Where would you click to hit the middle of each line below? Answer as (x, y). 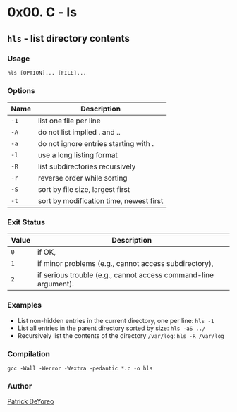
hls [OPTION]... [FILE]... (47, 73)
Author (20, 386)
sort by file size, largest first (84, 190)
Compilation (29, 353)
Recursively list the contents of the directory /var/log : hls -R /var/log (121, 335)
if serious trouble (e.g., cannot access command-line (126, 275)
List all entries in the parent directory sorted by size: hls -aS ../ (111, 328)
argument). (56, 284)
